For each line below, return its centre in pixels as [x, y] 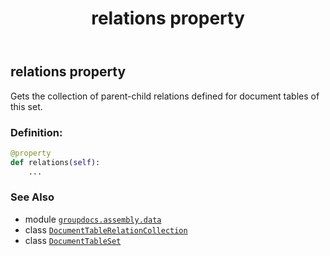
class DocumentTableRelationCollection [106, 229]
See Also [32, 197]
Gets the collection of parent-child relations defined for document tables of [165, 96]
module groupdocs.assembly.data [93, 219]
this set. [26, 106]
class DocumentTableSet [73, 240]
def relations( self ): [55, 162]
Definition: [36, 132]
